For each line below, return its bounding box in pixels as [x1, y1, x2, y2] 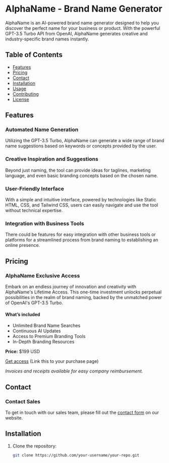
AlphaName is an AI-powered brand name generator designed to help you [5, 20, 159, 26]
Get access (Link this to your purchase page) [5, 358, 99, 364]
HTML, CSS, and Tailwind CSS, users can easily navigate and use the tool [5, 202, 158, 208]
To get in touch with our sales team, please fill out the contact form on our [5, 409, 159, 415]
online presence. [5, 242, 40, 248]
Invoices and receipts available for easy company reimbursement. [5, 368, 143, 374]
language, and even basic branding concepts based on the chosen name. [5, 173, 158, 179]
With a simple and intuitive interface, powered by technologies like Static [5, 197, 156, 203]
